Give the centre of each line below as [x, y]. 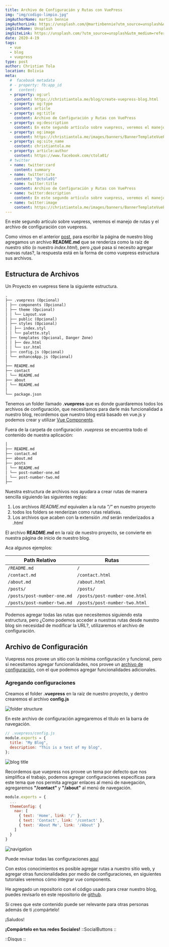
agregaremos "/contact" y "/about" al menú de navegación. [68, 788]
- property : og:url [30, 94]
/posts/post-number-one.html [112, 596]
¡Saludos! [15, 919]
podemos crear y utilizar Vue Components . [50, 420]
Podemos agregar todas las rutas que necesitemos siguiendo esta [74, 615]
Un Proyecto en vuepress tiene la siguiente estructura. [62, 287]
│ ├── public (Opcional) [31, 319]
